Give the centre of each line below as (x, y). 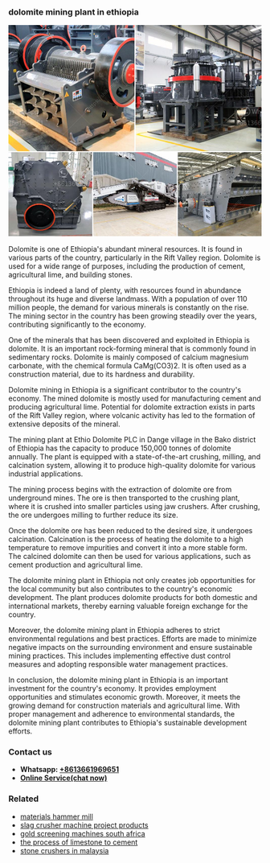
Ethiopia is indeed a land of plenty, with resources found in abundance (125, 290)
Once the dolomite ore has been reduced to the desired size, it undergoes (131, 530)
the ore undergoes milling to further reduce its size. (93, 515)
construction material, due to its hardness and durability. (102, 374)
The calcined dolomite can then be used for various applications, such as (130, 556)
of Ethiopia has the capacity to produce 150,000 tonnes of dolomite (120, 448)
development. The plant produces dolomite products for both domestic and (133, 597)
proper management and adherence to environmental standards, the (122, 713)
